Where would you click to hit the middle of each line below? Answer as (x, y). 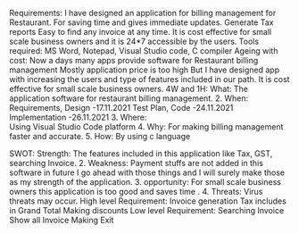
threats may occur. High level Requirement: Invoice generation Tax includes (148, 201)
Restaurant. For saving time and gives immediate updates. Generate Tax (141, 22)
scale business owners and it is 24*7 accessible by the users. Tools (134, 41)
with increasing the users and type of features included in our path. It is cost (149, 79)
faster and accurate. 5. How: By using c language (100, 136)
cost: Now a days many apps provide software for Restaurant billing (134, 60)
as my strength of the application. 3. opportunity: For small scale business (145, 182)
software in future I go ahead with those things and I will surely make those (147, 172)
